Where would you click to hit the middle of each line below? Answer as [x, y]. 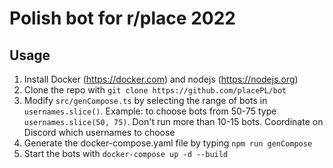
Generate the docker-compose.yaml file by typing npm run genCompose [168, 143]
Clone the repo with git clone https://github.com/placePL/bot [155, 90]
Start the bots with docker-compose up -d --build [126, 153]
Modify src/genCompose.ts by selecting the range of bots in [145, 100]
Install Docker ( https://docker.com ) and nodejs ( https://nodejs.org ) [161, 79]
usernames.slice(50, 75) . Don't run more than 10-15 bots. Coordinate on [173, 121]
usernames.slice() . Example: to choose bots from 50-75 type [150, 111]
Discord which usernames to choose [99, 132]
